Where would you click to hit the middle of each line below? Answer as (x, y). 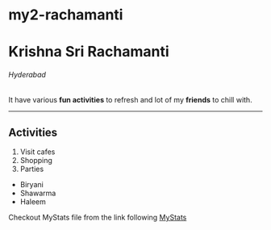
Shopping (36, 161)
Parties (32, 169)
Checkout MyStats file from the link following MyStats (98, 217)
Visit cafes (38, 152)
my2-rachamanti (66, 15)
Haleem (33, 202)
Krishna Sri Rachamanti (89, 52)
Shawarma (38, 193)
